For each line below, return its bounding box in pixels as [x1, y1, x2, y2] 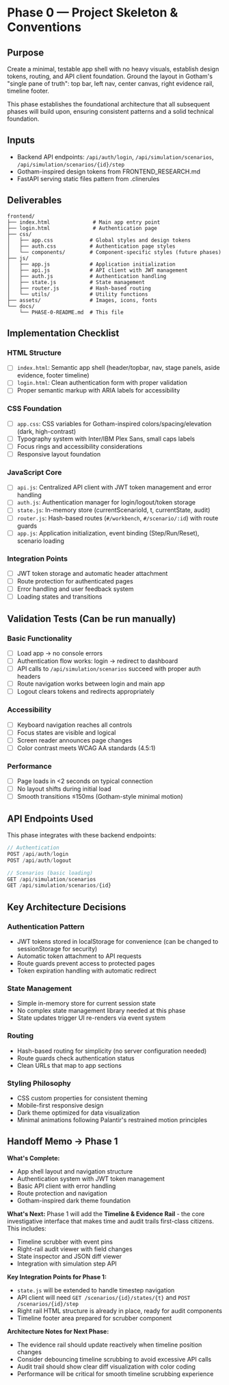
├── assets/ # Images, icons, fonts [7, 296, 157, 303]
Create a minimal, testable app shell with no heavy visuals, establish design [7, 65, 219, 73]
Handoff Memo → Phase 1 [7, 1136, 118, 1148]
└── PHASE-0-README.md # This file [19, 309, 124, 316]
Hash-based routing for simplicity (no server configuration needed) [16, 1047, 207, 1055]
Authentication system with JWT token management [16, 1174, 165, 1183]
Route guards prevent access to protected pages [16, 959, 155, 967]
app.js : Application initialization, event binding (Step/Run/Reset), [16, 528, 200, 537]
